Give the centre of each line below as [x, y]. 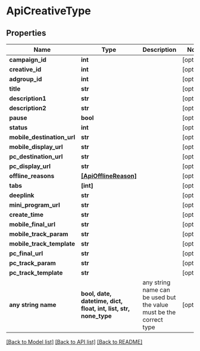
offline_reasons [32, 176]
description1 [28, 98]
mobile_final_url [32, 224]
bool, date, [96, 293]
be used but [159, 297]
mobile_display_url [36, 147]
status [18, 128]
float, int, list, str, [105, 308]
